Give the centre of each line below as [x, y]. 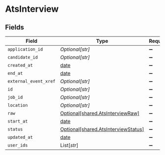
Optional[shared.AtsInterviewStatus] [102, 129]
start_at [18, 121]
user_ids [18, 145]
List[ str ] [69, 145]
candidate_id [23, 57]
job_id [15, 97]
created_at [20, 65]
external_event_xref [31, 81]
